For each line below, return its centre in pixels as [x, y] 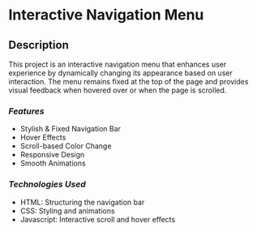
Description [39, 45]
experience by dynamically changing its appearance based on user [120, 73]
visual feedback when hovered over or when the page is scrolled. [118, 90]
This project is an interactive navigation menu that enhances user [118, 64]
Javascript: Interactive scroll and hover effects [98, 219]
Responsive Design [52, 155]
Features [26, 111]
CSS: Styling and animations [67, 211]
